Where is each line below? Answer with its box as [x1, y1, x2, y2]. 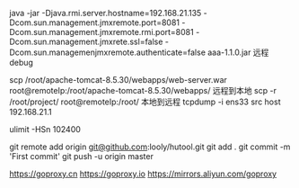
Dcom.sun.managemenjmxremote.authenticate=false [9, 47, 207, 58]
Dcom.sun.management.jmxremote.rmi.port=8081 [9, 27, 195, 37]
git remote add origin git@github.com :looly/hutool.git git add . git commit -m [9, 141, 291, 152]
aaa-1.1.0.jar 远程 [207, 47, 269, 58]
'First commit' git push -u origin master [9, 151, 154, 161]
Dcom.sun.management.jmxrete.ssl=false [9, 36, 163, 47]
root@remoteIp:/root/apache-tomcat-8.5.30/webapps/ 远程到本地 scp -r [9, 85, 277, 95]
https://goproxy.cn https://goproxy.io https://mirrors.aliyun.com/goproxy [9, 168, 277, 179]
